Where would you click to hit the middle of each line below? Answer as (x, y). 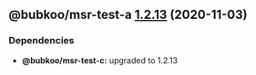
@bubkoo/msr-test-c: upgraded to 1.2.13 (100, 60)
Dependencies (41, 41)
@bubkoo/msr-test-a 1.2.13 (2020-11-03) (128, 15)
